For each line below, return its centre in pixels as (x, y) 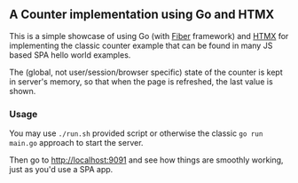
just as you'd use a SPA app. (61, 170)
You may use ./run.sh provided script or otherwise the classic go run (136, 133)
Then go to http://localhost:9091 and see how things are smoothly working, (146, 160)
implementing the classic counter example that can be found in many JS (141, 45)
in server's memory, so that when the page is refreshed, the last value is (141, 81)
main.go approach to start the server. (76, 143)
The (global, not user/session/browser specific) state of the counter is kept (146, 72)
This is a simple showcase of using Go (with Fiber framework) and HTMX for (149, 36)
